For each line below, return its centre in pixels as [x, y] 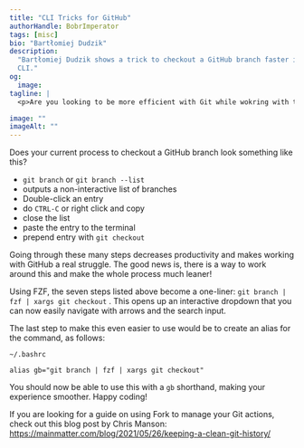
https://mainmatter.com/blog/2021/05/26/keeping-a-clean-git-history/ [140, 434]
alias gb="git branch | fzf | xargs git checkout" [107, 371]
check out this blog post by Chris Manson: [88, 424]
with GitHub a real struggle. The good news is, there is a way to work [138, 264]
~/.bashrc [28, 355]
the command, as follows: [57, 338]
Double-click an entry [63, 199]
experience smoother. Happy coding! [78, 397]
